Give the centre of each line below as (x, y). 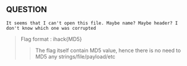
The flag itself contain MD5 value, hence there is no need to (108, 50)
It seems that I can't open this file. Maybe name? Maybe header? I (92, 23)
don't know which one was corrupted (51, 28)
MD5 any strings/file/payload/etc (75, 56)
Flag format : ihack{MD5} (51, 39)
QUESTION (27, 10)
